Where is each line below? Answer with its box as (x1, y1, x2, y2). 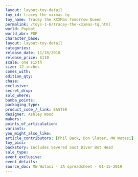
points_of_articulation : (5, 121, 58, 127)
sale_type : (5, 150, 29, 155)
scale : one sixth (5, 60, 42, 65)
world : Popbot (5, 27, 36, 32)
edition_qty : (5, 74, 33, 79)
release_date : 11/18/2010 (5, 50, 60, 55)
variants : (5, 126, 27, 131)
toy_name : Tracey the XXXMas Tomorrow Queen (5, 17, 102, 22)
